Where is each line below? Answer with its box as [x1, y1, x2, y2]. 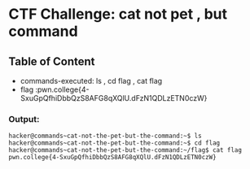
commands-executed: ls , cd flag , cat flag [20, 76, 163, 85]
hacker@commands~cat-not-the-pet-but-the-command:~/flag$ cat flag [8, 146, 243, 154]
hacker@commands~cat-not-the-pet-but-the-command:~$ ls [8, 132, 202, 141]
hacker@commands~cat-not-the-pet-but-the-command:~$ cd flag [8, 139, 221, 147]
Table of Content [8, 54, 95, 68]
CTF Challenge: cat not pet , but [8, 5, 228, 24]
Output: [8, 113, 40, 124]
